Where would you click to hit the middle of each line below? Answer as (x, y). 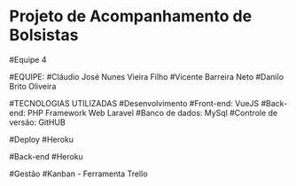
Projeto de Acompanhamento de (131, 16)
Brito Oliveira (33, 86)
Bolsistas (44, 35)
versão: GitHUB (38, 122)
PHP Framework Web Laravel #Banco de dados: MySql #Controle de (152, 112)
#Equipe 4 (28, 59)
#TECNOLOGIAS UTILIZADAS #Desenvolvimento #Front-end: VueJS (134, 103)
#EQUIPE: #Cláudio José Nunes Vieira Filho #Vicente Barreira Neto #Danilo (147, 76)
